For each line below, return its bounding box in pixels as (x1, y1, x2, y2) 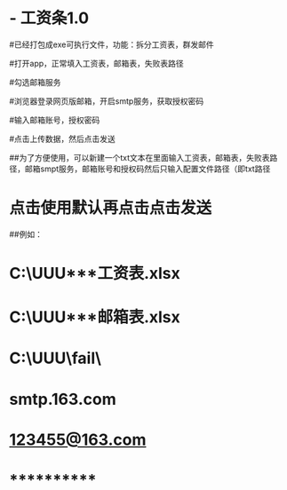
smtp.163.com (9, 389, 117, 409)
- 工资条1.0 (9, 8, 90, 28)
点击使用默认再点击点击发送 (9, 198, 212, 218)
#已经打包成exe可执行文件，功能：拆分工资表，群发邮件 (9, 39, 215, 50)
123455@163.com (9, 430, 147, 449)
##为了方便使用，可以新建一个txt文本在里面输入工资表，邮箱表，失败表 (9, 152, 270, 162)
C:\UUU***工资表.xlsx (9, 264, 180, 284)
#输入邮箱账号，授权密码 (9, 115, 100, 125)
